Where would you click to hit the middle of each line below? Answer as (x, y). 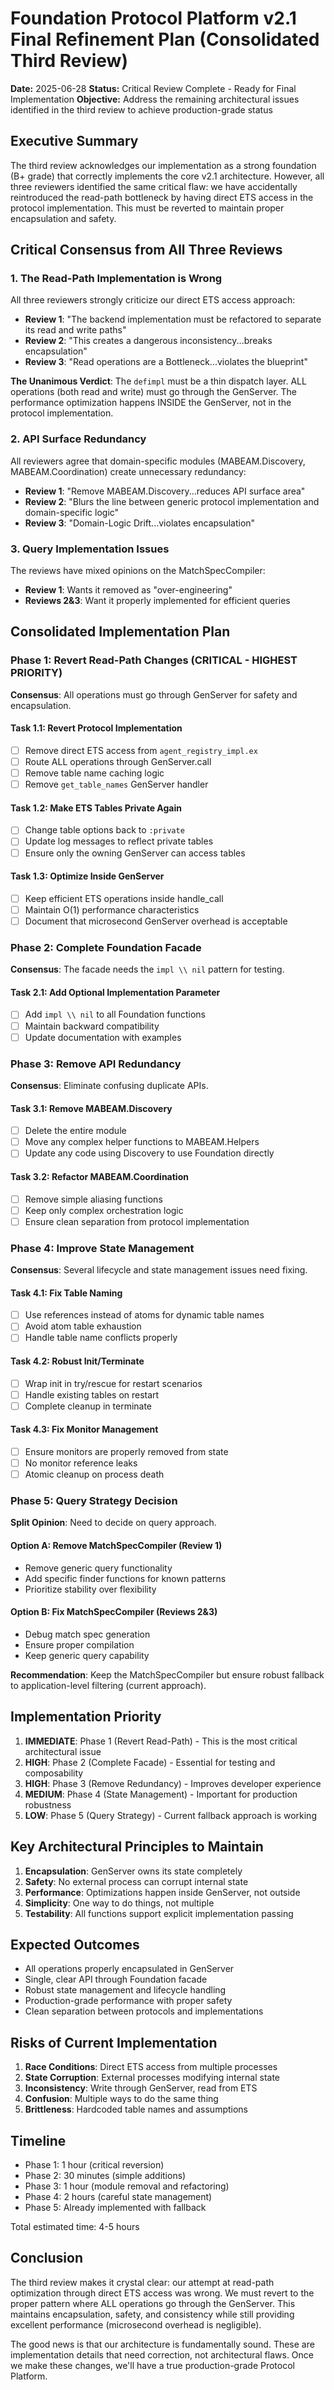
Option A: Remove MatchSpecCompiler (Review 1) (116, 1546)
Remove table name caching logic (94, 773)
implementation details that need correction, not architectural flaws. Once (162, 2354)
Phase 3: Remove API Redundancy (96, 1064)
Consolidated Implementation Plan (120, 632)
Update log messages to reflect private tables (119, 841)
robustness (48, 1804)
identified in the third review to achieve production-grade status (141, 109)
